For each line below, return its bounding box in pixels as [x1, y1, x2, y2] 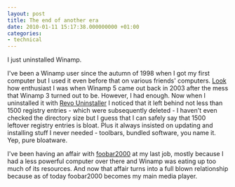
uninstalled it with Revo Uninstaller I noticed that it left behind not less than [7, 99, 223, 107]
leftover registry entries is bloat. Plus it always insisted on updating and [7, 121, 213, 130]
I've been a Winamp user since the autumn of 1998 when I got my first [7, 69, 210, 78]
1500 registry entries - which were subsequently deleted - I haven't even [7, 106, 217, 115]
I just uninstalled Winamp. [7, 55, 82, 64]
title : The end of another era [7, 17, 99, 24]
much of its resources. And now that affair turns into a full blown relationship [7, 165, 229, 173]
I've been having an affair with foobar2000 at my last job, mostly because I [7, 150, 224, 158]
